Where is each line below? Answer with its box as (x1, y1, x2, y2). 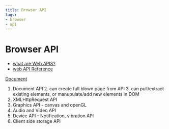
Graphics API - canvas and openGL (12, 102, 87, 108)
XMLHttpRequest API (12, 96, 58, 102)
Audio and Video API (12, 108, 57, 114)
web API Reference (12, 66, 53, 72)
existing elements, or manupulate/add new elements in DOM (12, 91, 139, 97)
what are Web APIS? (12, 61, 56, 67)
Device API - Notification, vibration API (12, 113, 94, 119)
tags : (5, 12, 17, 17)
